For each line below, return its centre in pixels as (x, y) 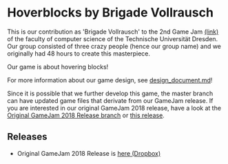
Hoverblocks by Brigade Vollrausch (110, 13)
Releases (27, 137)
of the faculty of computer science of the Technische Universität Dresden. (113, 38)
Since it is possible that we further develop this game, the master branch (110, 93)
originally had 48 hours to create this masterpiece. (79, 54)
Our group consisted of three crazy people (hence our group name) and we (114, 46)
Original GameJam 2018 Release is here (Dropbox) (89, 153)
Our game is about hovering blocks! (58, 67)
